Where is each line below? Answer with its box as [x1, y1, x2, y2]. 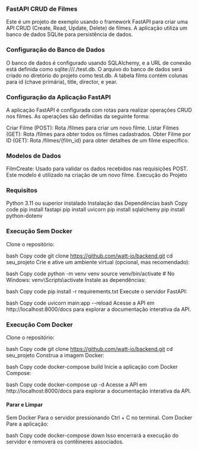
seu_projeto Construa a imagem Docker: [6, 352, 105, 359]
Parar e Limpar [6, 401, 43, 408]
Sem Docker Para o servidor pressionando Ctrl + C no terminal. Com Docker [6, 414, 193, 422]
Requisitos [6, 186, 37, 195]
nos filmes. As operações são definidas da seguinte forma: [6, 112, 150, 120]
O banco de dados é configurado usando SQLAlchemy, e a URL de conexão [6, 59, 191, 66]
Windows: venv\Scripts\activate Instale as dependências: [6, 276, 146, 283]
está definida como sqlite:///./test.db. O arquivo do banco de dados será [6, 65, 183, 72]
